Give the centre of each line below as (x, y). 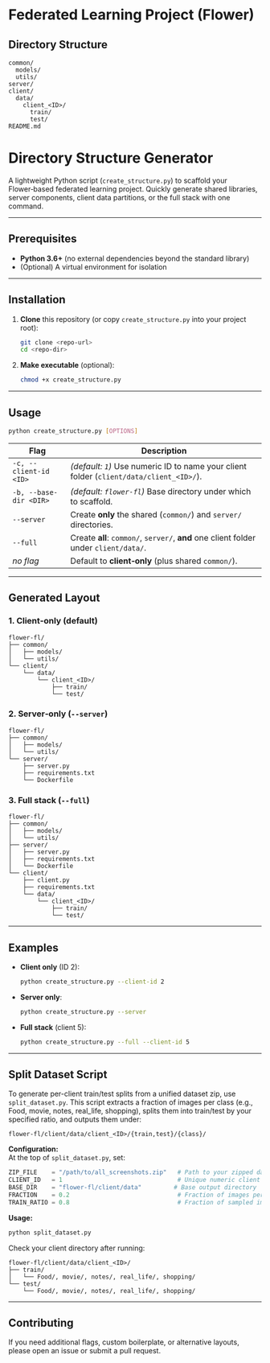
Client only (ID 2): (50, 966)
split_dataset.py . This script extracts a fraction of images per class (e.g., (131, 1102)
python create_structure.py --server (83, 1011)
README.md (25, 126)
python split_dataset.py (50, 1233)
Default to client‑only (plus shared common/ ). (154, 561)
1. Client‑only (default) (53, 621)
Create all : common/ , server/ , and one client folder (163, 537)
